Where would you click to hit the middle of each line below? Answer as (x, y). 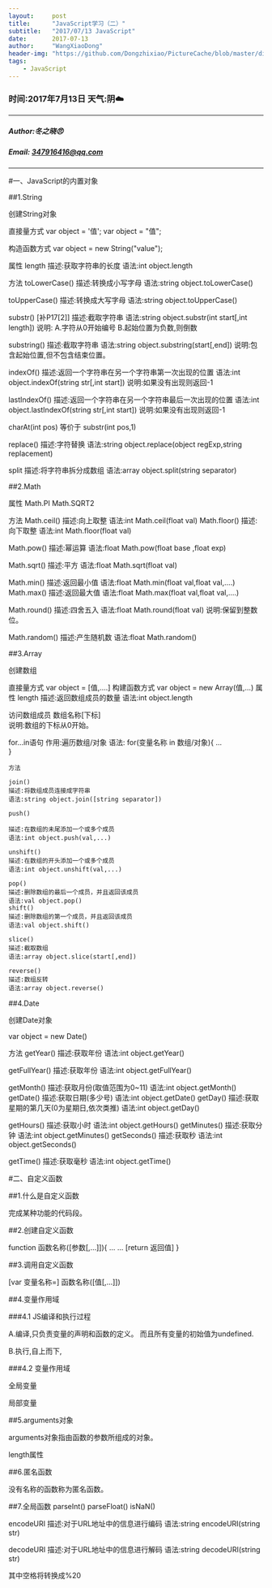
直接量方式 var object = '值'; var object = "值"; (85, 231)
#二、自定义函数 (36, 1179)
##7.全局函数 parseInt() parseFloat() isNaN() (82, 1507)
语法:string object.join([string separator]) (85, 800)
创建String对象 (33, 214)
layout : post (38, 16)
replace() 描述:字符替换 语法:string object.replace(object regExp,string (125, 444)
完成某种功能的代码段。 (47, 1213)
